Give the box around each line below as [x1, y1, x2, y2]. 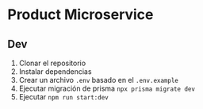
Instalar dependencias [18, 67, 92, 76]
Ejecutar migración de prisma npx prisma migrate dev [18, 84, 196, 93]
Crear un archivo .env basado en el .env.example [18, 76, 179, 84]
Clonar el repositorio [18, 58, 86, 68]
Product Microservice [7, 6, 154, 24]
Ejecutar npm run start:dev [18, 92, 109, 101]
